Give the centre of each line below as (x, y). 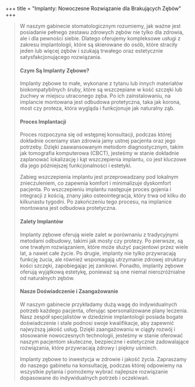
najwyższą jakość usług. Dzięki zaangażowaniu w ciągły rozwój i (97, 329)
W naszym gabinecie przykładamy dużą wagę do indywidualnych (98, 304)
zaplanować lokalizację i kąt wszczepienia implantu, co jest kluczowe (103, 160)
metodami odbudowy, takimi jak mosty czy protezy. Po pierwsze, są (101, 241)
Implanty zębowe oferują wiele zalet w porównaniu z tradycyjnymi (99, 234)
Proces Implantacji (43, 122)
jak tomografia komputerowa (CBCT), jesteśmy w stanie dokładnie (99, 153)
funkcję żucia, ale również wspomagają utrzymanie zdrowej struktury (103, 259)
